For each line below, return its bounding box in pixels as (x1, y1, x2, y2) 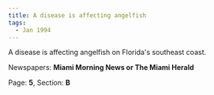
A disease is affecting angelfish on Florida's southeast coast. (8, 48, 207, 57)
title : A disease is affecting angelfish (8, 11, 147, 20)
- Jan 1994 (15, 26, 51, 34)
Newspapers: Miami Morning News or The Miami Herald (8, 63, 195, 72)
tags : (8, 19, 26, 27)
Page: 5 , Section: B (8, 78, 71, 87)
